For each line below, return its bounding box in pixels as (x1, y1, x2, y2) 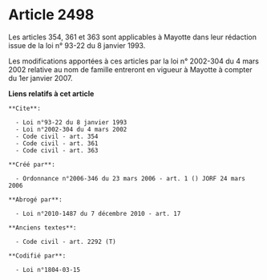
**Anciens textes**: (8, 223, 78, 232)
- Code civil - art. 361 (15, 139, 99, 148)
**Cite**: (8, 104, 42, 112)
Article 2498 (8, 6, 95, 24)
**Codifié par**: (8, 251, 67, 260)
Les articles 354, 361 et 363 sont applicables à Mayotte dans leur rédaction (8, 32, 257, 42)
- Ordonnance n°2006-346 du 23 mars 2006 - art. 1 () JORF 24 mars (15, 174, 246, 182)
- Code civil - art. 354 (15, 132, 99, 140)
